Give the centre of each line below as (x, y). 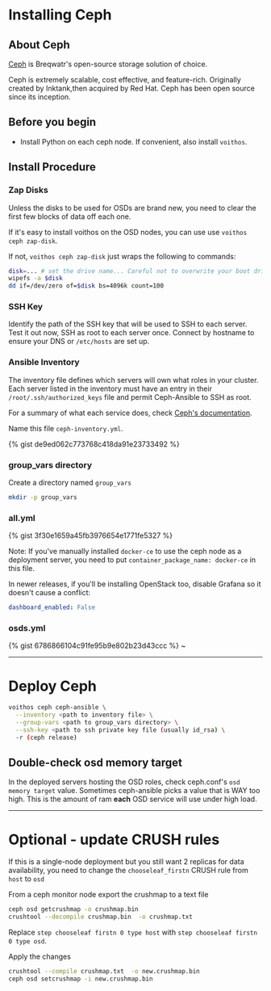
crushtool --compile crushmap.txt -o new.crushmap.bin (104, 972)
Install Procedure (52, 167)
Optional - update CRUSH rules (114, 840)
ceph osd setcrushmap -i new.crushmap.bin (81, 979)
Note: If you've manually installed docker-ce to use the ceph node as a (125, 552)
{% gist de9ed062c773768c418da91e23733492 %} (94, 444)
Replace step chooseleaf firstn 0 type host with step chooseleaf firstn (133, 932)
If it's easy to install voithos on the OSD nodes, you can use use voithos (128, 232)
